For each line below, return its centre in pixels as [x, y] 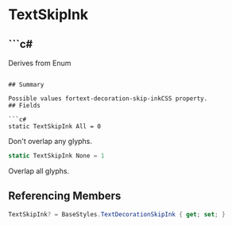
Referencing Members [65, 196]
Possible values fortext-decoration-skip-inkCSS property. [108, 99]
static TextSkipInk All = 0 [55, 127]
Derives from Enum [40, 63]
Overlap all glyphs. [39, 171]
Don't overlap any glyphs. [50, 141]
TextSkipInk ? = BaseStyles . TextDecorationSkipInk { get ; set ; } [117, 214]
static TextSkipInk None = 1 [56, 156]
